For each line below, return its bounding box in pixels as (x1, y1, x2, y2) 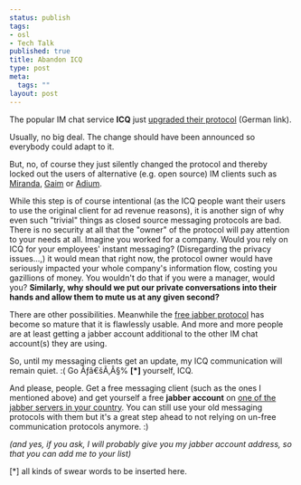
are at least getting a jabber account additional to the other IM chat (9, 328, 259, 339)
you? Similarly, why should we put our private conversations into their (9, 281, 277, 292)
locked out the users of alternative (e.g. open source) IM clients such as (9, 168, 277, 179)
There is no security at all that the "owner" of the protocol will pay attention (9, 223, 290, 235)
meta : (9, 72, 30, 81)
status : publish (9, 13, 71, 23)
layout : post (9, 89, 59, 98)
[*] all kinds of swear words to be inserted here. (9, 465, 187, 476)
